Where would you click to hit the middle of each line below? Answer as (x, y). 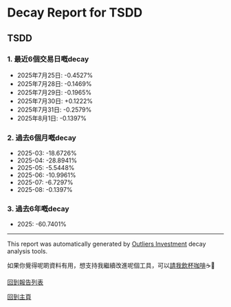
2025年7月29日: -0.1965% (54, 92)
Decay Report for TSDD (75, 13)
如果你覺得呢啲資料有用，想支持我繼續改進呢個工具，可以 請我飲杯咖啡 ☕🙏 (111, 266)
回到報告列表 (25, 282)
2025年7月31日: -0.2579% (54, 109)
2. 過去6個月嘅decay (42, 138)
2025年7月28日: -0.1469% (54, 83)
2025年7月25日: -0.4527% (55, 75)
